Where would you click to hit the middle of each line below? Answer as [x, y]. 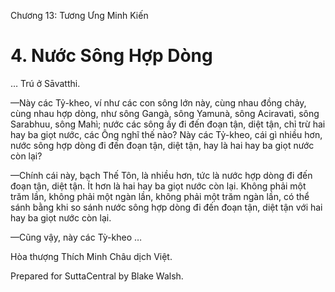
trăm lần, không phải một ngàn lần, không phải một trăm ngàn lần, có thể [160, 196]
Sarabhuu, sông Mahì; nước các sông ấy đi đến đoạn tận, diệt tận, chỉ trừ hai [168, 124]
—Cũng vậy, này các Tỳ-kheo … [76, 237]
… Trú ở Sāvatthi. [45, 83]
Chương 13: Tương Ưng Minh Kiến [79, 15]
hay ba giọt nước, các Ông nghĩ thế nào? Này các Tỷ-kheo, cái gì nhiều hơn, [166, 134]
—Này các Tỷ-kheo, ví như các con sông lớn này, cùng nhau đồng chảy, [158, 102]
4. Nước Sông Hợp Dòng [111, 56]
